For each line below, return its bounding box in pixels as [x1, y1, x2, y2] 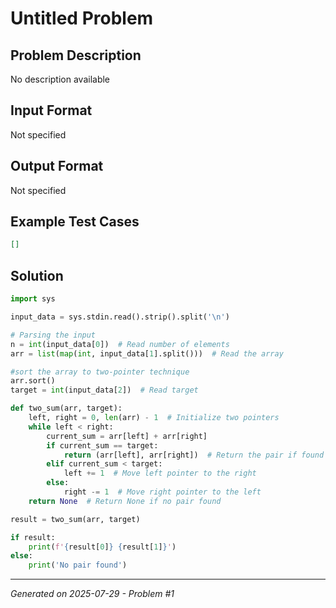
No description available [10, 73, 111, 85]
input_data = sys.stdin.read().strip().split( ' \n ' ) [10, 312, 230, 322]
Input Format [10, 102, 93, 119]
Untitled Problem [10, 7, 154, 30]
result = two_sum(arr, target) [10, 514, 141, 524]
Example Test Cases [10, 213, 140, 231]
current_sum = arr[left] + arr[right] [46, 431, 208, 441]
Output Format [10, 158, 104, 175]
